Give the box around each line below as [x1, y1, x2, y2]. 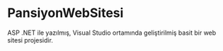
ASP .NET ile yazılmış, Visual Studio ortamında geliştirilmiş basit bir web [7, 28, 217, 37]
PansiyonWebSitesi [7, 5, 124, 21]
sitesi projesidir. [7, 35, 53, 44]
